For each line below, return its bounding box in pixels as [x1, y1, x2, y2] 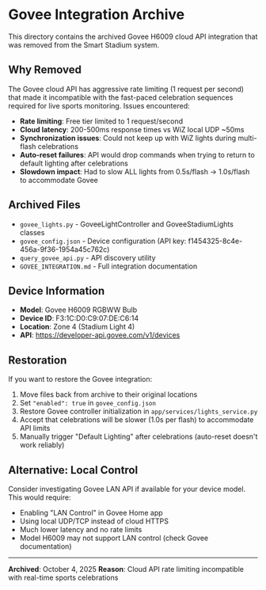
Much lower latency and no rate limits [19, 525, 142, 534]
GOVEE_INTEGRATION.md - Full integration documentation [19, 261, 198, 271]
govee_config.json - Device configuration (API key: [19, 236, 187, 246]
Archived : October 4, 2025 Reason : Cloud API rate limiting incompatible [8, 565, 244, 573]
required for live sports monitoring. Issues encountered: [8, 101, 190, 110]
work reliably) [19, 440, 65, 450]
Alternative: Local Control [8, 463, 139, 477]
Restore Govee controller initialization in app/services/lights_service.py [19, 406, 258, 417]
